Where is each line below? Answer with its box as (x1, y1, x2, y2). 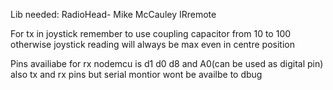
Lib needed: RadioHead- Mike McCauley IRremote (10, 9, 217, 20)
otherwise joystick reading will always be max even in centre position (10, 39, 295, 50)
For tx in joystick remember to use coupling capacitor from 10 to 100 (10, 28, 292, 39)
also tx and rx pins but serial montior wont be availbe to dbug (10, 69, 263, 80)
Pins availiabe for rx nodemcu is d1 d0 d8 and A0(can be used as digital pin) (10, 58, 324, 69)
